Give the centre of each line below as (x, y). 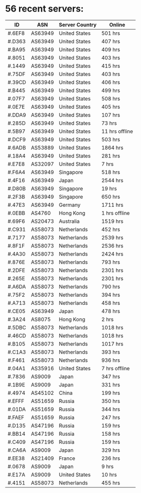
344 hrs (111, 409)
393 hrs (111, 352)
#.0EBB (16, 213)
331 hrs (111, 384)
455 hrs (111, 482)
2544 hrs (112, 180)
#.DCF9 (17, 139)
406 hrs (111, 82)
